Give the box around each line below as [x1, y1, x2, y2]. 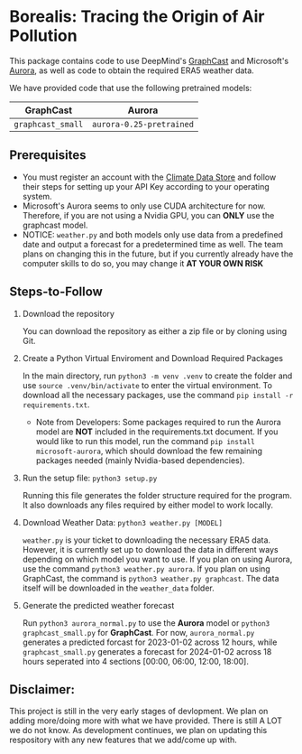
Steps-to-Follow [9, 284, 104, 300]
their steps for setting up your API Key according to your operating [22, 181, 270, 191]
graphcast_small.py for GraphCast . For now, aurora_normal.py [22, 627, 255, 638]
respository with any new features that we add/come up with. [9, 734, 237, 746]
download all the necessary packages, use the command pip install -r [22, 389, 294, 400]
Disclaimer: [9, 682, 75, 697]
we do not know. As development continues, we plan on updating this [9, 725, 268, 736]
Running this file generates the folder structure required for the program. [22, 489, 293, 500]
